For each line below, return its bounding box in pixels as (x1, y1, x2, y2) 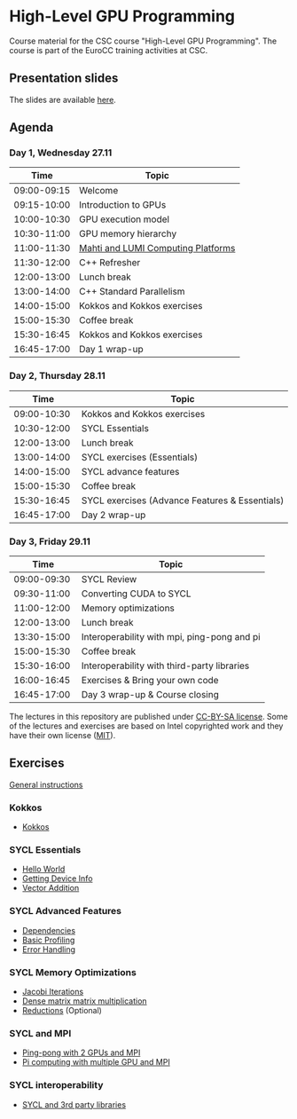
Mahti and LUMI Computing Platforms (78, 242, 236, 255)
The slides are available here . (9, 94, 117, 105)
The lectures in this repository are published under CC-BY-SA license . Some (9, 712, 288, 722)
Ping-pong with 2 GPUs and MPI (21, 1047, 141, 1058)
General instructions (9, 779, 83, 790)
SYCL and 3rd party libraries (21, 1099, 127, 1110)
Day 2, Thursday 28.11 (9, 370, 106, 382)
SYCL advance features (81, 465, 180, 477)
